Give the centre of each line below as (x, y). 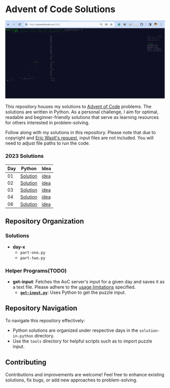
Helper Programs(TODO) (36, 271)
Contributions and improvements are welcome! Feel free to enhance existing (85, 374)
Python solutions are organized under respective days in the (75, 330)
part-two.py (33, 258)
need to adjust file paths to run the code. (48, 143)
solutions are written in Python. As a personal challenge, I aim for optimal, (82, 112)
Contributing (26, 362)
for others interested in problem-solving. (48, 122)
